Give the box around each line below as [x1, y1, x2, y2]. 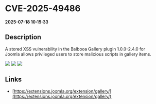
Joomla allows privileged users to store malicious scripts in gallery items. [5, 51, 152, 57]
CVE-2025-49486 [5, 3, 81, 14]
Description [5, 33, 41, 41]
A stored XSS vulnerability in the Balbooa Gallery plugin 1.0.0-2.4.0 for [5, 46, 145, 52]
